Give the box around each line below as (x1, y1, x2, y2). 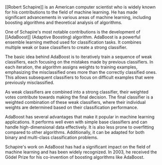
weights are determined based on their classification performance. (5, 104, 138, 110)
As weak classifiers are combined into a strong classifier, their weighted (5, 89, 149, 95)
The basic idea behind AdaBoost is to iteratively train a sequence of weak (5, 54, 152, 60)
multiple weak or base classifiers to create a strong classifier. (5, 45, 128, 50)
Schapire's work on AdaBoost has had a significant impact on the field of (5, 144, 151, 149)
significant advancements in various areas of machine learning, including (5, 15, 151, 20)
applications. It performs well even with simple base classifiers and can (5, 119, 148, 125)
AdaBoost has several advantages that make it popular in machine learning (5, 114, 155, 119)
